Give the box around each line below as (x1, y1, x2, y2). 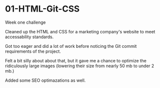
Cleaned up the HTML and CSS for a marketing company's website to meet (5, 29, 156, 34)
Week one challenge (5, 19, 46, 25)
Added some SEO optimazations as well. (5, 77, 86, 83)
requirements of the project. (5, 48, 61, 54)
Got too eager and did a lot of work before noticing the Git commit (5, 43, 137, 49)
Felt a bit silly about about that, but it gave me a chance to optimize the (5, 58, 147, 63)
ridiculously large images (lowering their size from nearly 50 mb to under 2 (5, 63, 154, 69)
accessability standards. (5, 34, 54, 40)
